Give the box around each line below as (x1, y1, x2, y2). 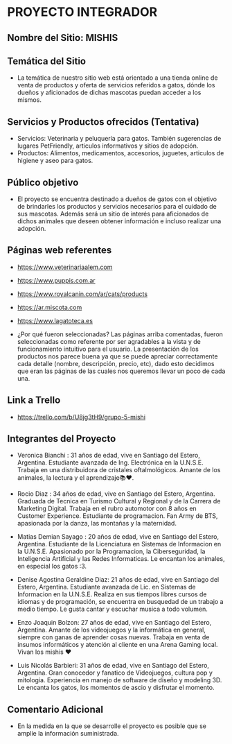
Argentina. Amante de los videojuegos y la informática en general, (17, 625, 206, 634)
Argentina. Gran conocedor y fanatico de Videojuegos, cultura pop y (17, 668, 213, 677)
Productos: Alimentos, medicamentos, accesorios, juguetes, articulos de (17, 149, 224, 157)
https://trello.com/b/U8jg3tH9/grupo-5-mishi (17, 413, 146, 421)
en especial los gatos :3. (17, 562, 87, 571)
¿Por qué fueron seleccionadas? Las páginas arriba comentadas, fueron (17, 330, 224, 338)
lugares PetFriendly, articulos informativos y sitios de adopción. (17, 141, 199, 150)
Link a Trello (7, 395, 61, 406)
